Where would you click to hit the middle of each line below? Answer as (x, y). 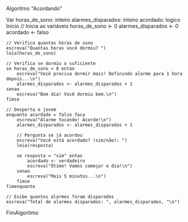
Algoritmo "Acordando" (34, 8)
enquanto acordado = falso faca (46, 115)
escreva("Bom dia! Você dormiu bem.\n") (67, 94)
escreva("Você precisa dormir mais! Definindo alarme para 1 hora (100, 74)
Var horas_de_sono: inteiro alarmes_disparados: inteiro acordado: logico (93, 20)
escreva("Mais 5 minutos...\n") (67, 176)
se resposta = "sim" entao (50, 156)
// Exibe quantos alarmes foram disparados (60, 197)
